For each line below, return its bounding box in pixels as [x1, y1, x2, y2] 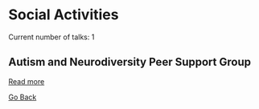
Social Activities [8, 6, 119, 24]
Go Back [8, 92, 37, 102]
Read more [8, 76, 45, 86]
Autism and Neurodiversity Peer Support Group [8, 55, 252, 69]
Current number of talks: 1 [8, 32, 95, 42]
